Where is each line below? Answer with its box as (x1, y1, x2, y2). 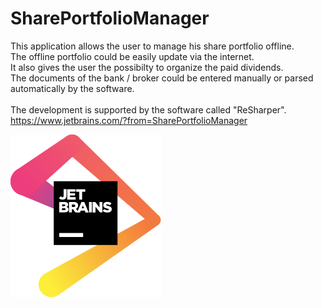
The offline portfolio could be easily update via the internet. (10, 50, 255, 62)
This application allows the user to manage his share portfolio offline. (10, 40, 295, 52)
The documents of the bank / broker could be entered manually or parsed (10, 72, 314, 84)
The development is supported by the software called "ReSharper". (10, 103, 287, 116)
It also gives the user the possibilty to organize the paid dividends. (10, 61, 284, 73)
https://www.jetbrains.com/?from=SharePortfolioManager (10, 114, 248, 126)
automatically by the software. (10, 82, 135, 94)
